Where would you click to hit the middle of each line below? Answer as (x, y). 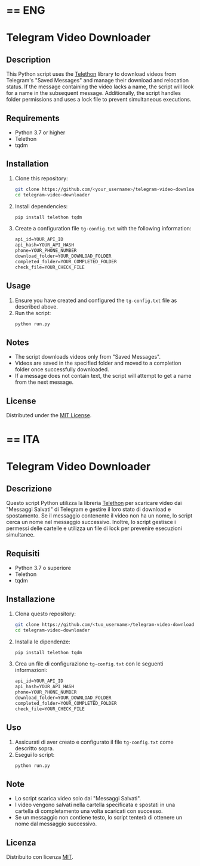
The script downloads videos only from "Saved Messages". (88, 357)
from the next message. (44, 382)
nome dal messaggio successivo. (56, 824)
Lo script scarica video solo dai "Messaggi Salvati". (78, 799)
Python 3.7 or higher (40, 132)
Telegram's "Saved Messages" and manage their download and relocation (98, 81)
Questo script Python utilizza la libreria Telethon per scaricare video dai (94, 503)
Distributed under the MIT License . (49, 415)
